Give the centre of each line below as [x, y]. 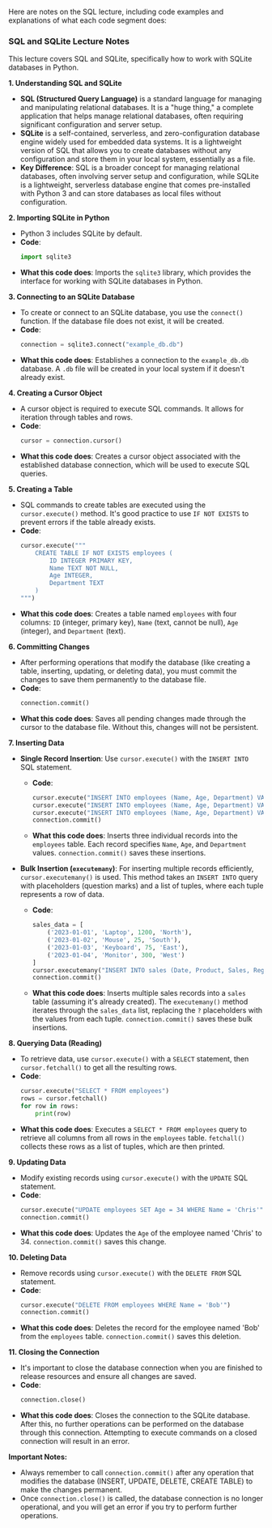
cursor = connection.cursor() [71, 441]
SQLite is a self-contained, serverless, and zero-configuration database [140, 134]
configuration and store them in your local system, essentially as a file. [138, 159]
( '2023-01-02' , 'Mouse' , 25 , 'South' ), [115, 940]
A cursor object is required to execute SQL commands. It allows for [132, 409]
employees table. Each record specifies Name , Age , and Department [139, 844]
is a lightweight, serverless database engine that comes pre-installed [135, 185]
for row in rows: [49, 1106]
